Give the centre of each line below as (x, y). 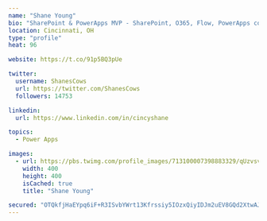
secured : (23, 205)
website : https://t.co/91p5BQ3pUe (66, 60)
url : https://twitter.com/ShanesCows (78, 88)
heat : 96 (23, 45)
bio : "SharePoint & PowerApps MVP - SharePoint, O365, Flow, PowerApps (129, 23)
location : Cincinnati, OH (51, 30)
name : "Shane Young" (43, 16)
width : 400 (41, 169)
